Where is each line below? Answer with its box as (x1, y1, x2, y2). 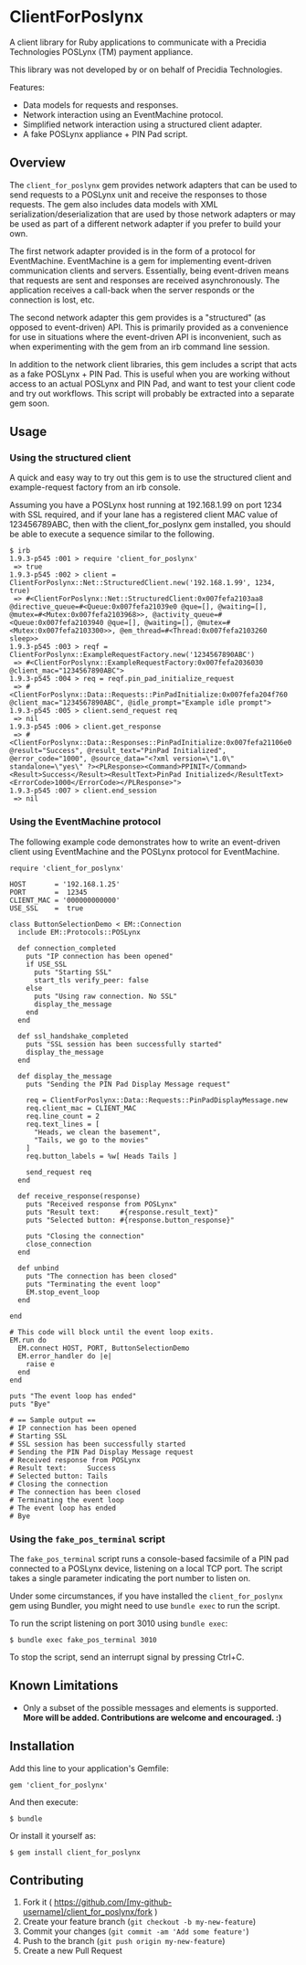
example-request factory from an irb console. (9, 482, 181, 493)
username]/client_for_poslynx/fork (22, 1907, 153, 1917)
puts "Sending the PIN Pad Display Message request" (26, 1079, 231, 1089)
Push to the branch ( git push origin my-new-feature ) (22, 1936, 226, 1947)
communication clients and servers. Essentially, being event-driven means (9, 265, 290, 276)
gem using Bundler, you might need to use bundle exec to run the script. (9, 1600, 280, 1611)
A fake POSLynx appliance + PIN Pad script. (22, 128, 189, 139)
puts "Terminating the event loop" (26, 1280, 162, 1289)
